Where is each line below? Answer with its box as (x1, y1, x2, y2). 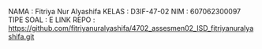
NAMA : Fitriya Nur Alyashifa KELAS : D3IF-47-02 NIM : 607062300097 (8, 7, 241, 16)
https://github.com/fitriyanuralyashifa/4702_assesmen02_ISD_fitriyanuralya (8, 24, 254, 32)
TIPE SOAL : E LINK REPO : (8, 15, 95, 24)
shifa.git (8, 32, 35, 41)
